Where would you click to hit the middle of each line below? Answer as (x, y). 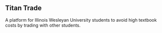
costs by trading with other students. (43, 25)
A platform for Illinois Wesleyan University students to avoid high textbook (81, 20)
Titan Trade (23, 8)
